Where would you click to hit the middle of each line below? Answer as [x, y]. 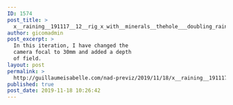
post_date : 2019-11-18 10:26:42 [54, 90]
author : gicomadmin [35, 33]
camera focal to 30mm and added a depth [72, 52]
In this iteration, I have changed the [71, 46]
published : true [31, 84]
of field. [27, 59]
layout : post [26, 65]
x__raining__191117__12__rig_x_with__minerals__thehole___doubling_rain [121, 26]
